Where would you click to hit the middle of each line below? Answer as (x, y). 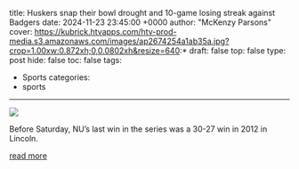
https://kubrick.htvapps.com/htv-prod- (105, 32)
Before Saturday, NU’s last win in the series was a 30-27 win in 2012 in (138, 129)
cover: (21, 32)
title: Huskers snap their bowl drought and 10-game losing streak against (142, 13)
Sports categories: (56, 77)
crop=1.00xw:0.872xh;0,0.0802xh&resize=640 (95, 51)
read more (28, 156)
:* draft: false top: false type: (233, 51)
